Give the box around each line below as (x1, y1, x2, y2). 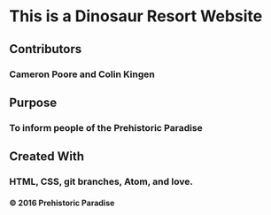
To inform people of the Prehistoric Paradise (9, 121, 204, 134)
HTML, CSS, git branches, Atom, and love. (9, 175, 193, 188)
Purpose (9, 95, 58, 110)
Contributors (9, 42, 82, 57)
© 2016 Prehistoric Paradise (9, 197, 115, 208)
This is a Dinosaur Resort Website (9, 6, 263, 27)
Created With (9, 149, 84, 165)
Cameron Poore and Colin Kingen (9, 68, 155, 81)
